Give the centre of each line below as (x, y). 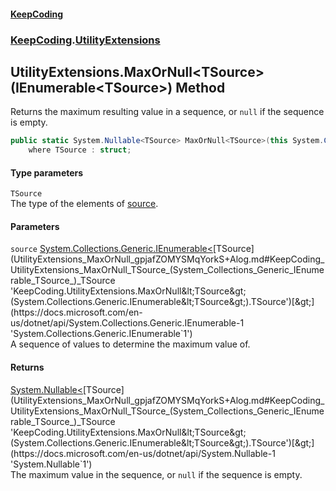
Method (200, 87)
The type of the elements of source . (84, 204)
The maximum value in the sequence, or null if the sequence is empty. (156, 474)
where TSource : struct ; (80, 150)
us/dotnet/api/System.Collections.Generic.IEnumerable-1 (127, 323)
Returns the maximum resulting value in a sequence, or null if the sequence (167, 112)
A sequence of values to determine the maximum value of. (130, 344)
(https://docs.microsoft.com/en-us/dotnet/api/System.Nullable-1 (143, 453)
